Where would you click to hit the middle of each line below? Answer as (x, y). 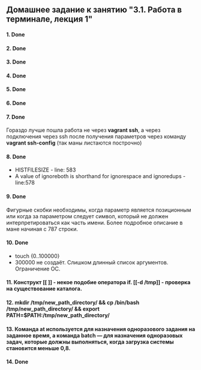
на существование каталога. (44, 289)
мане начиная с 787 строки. (42, 229)
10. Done (17, 243)
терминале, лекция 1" (49, 19)
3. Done (16, 62)
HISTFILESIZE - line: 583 (45, 170)
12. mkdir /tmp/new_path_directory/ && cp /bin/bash (73, 302)
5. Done (16, 89)
